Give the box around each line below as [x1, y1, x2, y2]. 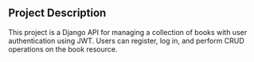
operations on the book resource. [8, 44, 118, 54]
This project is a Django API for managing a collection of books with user [8, 27, 248, 37]
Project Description [8, 6, 107, 20]
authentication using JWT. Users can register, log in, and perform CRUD [8, 36, 244, 45]
